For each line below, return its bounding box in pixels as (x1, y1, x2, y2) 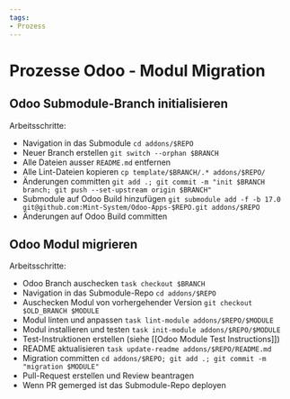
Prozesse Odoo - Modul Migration (9, 60, 266, 81)
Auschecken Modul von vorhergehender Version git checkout (22, 297, 253, 308)
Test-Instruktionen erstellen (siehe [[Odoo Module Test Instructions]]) (22, 334, 280, 345)
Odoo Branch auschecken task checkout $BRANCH (22, 278, 206, 289)
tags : (9, 13, 30, 23)
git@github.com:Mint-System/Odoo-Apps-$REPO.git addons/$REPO (22, 203, 260, 212)
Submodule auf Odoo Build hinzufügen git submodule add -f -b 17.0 (22, 193, 281, 204)
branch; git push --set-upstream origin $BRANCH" (22, 186, 213, 195)
